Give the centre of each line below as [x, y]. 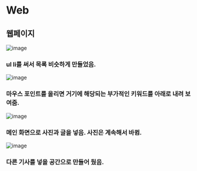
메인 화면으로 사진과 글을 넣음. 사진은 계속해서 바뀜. [74, 132]
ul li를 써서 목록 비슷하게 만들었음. [51, 64]
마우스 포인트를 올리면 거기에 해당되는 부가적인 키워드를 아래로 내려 [95, 94]
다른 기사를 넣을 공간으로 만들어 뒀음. [55, 162]
